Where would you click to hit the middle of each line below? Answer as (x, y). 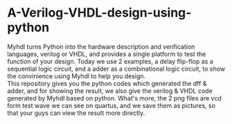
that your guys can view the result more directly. (76, 113)
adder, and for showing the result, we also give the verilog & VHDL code (110, 91)
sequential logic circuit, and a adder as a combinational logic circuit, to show (116, 69)
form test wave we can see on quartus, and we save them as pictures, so (111, 105)
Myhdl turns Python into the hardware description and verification (101, 46)
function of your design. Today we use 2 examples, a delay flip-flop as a (110, 61)
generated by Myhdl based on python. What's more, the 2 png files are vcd (114, 98)
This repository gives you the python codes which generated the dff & (107, 83)
